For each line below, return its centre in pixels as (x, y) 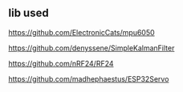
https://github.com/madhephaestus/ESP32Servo (89, 78)
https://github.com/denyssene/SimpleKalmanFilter (91, 48)
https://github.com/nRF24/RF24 (61, 63)
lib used (29, 13)
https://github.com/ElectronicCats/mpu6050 (81, 32)
